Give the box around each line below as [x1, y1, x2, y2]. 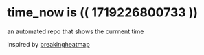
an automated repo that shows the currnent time [7, 27, 144, 35]
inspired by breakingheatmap [7, 40, 91, 48]
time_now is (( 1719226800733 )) [7, 5, 198, 20]
